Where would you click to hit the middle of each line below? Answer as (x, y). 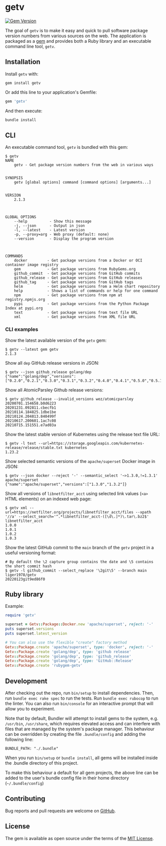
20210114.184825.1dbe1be (31, 412)
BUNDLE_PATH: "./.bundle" (32, 748)
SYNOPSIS (14, 178)
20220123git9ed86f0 (25, 579)
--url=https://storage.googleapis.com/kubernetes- (91, 443)
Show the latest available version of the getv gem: (56, 340)
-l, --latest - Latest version (49, 230)
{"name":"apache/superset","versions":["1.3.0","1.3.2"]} (66, 484)
